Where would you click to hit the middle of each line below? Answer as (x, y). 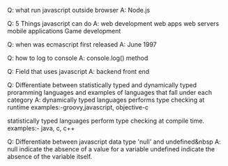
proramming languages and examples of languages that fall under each (110, 92)
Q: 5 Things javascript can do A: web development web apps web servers (113, 23)
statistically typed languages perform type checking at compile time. (106, 121)
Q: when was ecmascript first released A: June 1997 (82, 44)
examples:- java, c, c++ (41, 128)
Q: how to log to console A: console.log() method (78, 58)
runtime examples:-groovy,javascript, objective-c (78, 107)
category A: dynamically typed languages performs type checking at (106, 100)
